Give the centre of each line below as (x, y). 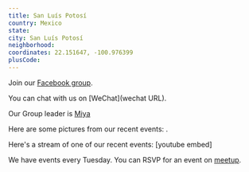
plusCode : (25, 61)
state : (19, 30)
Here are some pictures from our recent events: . (88, 129)
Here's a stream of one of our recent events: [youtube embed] (110, 144)
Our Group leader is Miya (49, 113)
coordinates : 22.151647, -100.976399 (71, 53)
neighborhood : (32, 45)
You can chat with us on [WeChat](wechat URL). (88, 98)
